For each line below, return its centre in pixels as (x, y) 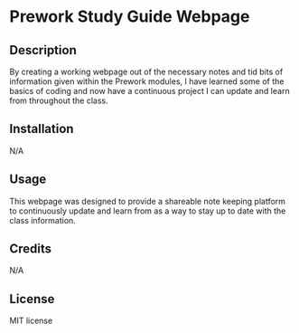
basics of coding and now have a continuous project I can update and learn (150, 91)
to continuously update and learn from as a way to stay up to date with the (148, 211)
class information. (43, 220)
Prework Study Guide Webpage (130, 17)
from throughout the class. (59, 100)
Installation (42, 129)
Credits (31, 249)
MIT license (31, 321)
